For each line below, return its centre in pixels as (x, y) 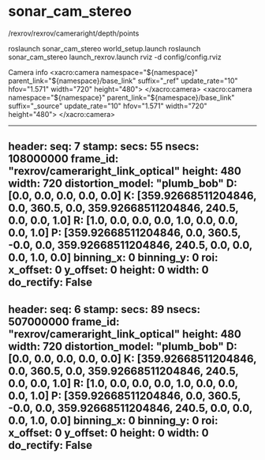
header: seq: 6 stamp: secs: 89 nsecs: (105, 309)
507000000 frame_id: (64, 321)
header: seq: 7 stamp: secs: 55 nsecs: (104, 147)
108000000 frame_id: (63, 159)
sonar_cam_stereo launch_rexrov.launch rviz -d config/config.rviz (115, 57)
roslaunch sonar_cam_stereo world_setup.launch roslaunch (105, 48)
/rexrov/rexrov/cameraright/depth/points (74, 33)
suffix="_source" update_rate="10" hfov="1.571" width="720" (108, 106)
